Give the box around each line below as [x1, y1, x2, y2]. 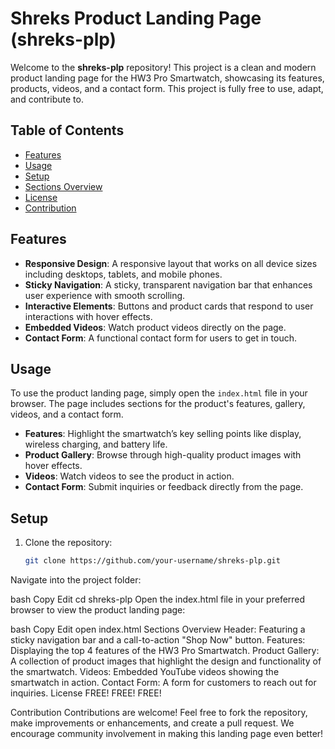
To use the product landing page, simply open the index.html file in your [10, 387, 308, 399]
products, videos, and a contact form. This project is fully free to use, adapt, [10, 82, 324, 94]
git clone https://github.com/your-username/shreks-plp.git [24, 556, 281, 566]
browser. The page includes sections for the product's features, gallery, [10, 398, 306, 410]
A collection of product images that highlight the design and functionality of [10, 655, 322, 667]
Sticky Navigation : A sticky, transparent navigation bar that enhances [24, 278, 313, 291]
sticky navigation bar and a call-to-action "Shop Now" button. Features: [10, 634, 306, 646]
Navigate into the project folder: [10, 574, 142, 586]
